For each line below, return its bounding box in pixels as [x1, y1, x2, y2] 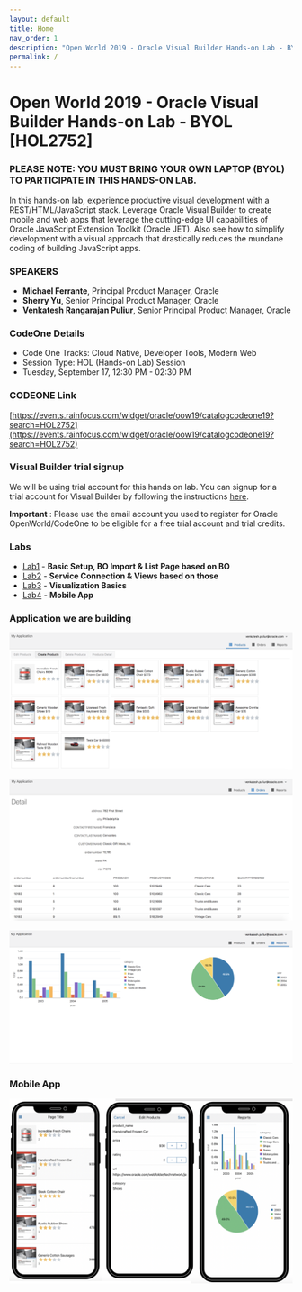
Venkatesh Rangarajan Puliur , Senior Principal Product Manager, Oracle [22, 305, 291, 315]
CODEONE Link [9, 389, 76, 402]
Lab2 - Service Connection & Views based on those [22, 570, 218, 581]
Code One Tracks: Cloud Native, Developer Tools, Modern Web [22, 348, 257, 359]
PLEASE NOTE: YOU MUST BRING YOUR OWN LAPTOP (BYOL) [9, 163, 285, 176]
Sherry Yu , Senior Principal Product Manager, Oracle [22, 295, 219, 305]
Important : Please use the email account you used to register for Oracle [9, 508, 279, 519]
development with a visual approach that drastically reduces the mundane [9, 232, 284, 243]
